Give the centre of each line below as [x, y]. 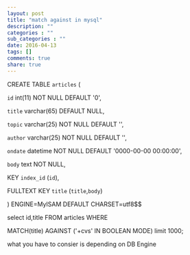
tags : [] [20, 52]
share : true [24, 65]
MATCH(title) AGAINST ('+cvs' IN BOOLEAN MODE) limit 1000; [95, 230]
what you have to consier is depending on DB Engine [82, 244]
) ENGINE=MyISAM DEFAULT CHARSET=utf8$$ [74, 204]
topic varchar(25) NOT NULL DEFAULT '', [66, 124]
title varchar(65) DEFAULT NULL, [56, 111]
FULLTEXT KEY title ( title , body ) [55, 190]
